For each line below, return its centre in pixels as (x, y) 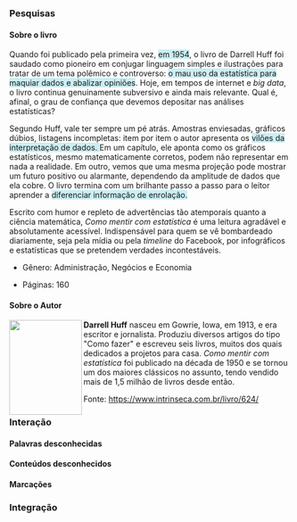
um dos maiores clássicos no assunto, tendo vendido (181, 372)
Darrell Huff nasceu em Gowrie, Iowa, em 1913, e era (180, 325)
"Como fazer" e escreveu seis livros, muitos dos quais (183, 344)
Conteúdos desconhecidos (61, 464)
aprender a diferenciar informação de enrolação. (99, 195)
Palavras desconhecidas (56, 443)
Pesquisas (33, 13)
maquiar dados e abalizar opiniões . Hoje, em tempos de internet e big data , (148, 83)
